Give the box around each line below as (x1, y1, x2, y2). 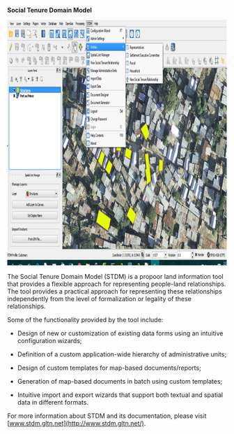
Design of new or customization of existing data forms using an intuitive (17, 329, 224, 338)
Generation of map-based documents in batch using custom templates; (17, 377, 223, 385)
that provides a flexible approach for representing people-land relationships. (7, 280, 226, 288)
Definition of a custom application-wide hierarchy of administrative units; (17, 350, 227, 359)
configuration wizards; (17, 337, 82, 345)
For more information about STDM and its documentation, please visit (7, 412, 207, 420)
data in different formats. (17, 398, 89, 406)
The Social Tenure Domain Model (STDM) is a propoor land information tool (7, 273, 224, 280)
